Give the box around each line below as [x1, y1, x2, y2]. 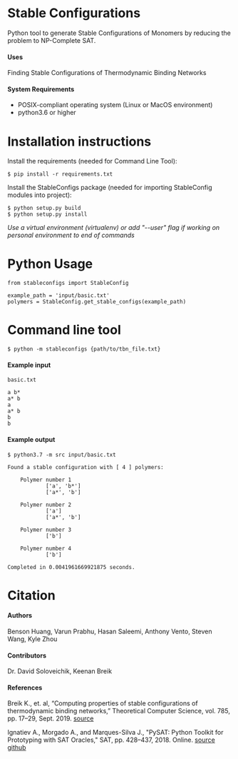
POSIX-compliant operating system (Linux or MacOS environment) [17, 101, 213, 109]
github [7, 743, 26, 752]
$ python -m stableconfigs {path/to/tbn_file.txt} [7, 346, 161, 353]
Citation [7, 587, 56, 603]
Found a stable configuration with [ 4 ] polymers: [7, 463, 164, 471]
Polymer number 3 [20, 526, 72, 533]
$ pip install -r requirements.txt [7, 171, 113, 178]
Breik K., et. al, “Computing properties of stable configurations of [7, 699, 198, 708]
